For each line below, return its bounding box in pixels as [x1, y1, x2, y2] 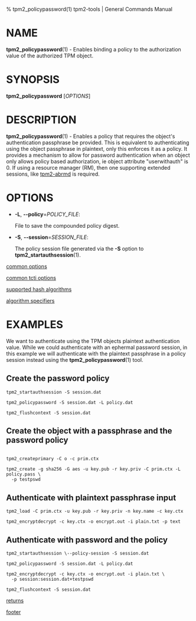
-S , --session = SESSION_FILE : [14, 234, 89, 241]
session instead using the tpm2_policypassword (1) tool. [6, 356, 143, 363]
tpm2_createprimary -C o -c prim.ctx [6, 456, 99, 462]
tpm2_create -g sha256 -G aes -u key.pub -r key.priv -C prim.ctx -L [6, 466, 181, 473]
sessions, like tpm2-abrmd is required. [6, 170, 100, 177]
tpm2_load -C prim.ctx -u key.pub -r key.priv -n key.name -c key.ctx [6, 509, 184, 515]
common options [6, 263, 47, 270]
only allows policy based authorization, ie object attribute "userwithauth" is [6, 157, 189, 165]
